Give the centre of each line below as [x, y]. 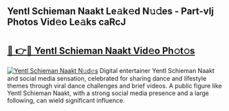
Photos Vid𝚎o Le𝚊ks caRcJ [67, 22]
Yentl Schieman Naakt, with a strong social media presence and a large [108, 93]
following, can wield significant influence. [66, 100]
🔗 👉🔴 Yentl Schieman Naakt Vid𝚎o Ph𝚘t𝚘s [101, 51]
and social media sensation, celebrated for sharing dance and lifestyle [107, 78]
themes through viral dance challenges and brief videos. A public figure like [114, 86]
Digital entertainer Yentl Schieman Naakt [157, 71]
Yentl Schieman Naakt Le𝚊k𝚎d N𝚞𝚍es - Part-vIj [110, 11]
